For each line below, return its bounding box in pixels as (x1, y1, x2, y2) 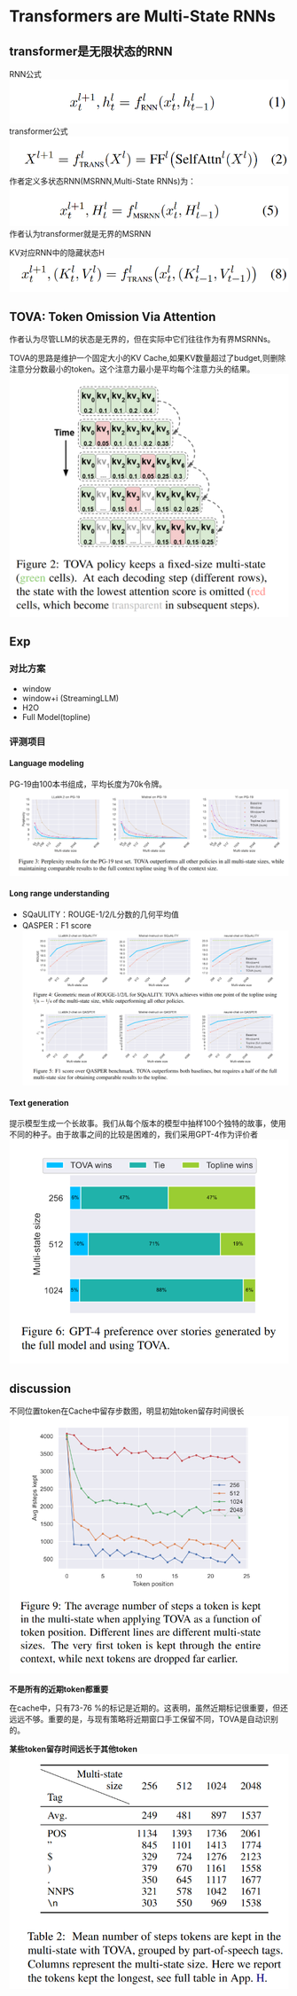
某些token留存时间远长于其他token (9, 1743, 137, 1754)
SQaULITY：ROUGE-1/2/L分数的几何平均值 (21, 909, 179, 920)
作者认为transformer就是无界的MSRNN (9, 229, 152, 239)
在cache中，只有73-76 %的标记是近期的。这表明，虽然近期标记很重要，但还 (9, 1702, 288, 1713)
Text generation (9, 1097, 69, 1108)
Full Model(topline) (21, 711, 91, 722)
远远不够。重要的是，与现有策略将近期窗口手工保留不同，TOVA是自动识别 (9, 1713, 279, 1724)
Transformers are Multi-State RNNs (9, 6, 277, 27)
